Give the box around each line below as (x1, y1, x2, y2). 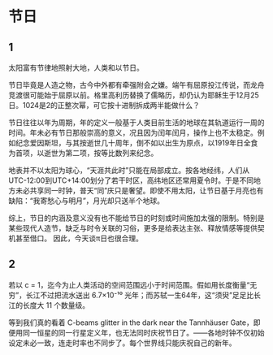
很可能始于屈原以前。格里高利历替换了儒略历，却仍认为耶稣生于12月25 (22, 90, 260, 100)
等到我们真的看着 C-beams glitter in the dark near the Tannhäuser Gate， (8, 318, 253, 327)
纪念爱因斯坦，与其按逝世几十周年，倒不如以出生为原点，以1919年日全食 (15, 138, 258, 147)
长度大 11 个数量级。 (22, 300, 90, 310)
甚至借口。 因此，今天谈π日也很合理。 (15, 233, 144, 243)
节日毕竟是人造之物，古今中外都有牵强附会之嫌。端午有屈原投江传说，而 (8, 80, 250, 89)
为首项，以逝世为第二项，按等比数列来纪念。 (8, 148, 158, 158)
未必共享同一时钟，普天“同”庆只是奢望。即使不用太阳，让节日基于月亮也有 (15, 186, 264, 195)
